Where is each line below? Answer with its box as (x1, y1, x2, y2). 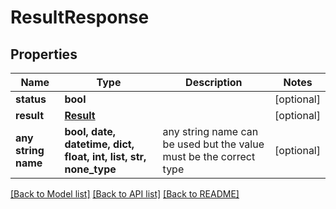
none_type (64, 162, 117, 176)
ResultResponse (10, 6, 150, 29)
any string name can (162, 125, 259, 138)
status (15, 92, 47, 106)
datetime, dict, (64, 137, 135, 151)
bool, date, (64, 125, 117, 138)
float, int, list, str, (64, 150, 147, 163)
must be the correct (162, 150, 256, 163)
